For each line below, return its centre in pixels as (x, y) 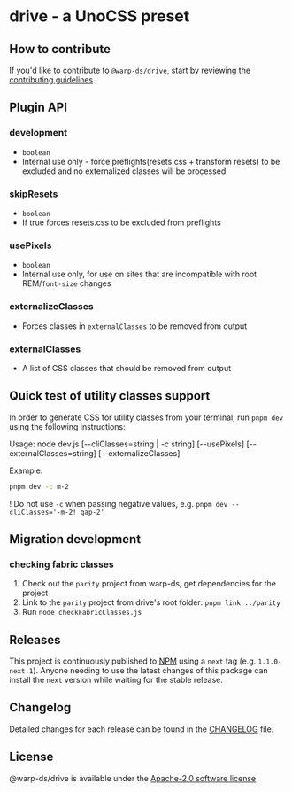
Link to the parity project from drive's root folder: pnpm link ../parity (151, 602)
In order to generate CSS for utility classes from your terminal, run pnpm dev (146, 417)
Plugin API (38, 108)
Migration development (75, 539)
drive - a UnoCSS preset (100, 16)
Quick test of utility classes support (110, 396)
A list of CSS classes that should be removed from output (127, 368)
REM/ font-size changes (66, 283)
